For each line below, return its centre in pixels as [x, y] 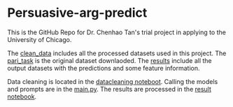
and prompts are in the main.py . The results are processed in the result [110, 89]
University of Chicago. [40, 39]
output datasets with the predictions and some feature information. [104, 68]
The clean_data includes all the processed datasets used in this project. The [117, 53]
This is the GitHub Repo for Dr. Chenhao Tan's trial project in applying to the [116, 32]
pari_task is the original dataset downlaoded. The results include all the [110, 60]
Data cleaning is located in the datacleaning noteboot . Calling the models [113, 81]
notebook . [22, 97]
